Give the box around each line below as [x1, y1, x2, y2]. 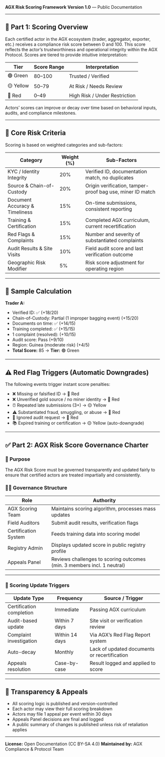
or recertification [89, 652, 129, 659]
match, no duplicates [85, 174, 134, 181]
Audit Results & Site [7, 245, 53, 252]
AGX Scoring [7, 505, 37, 512]
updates [51, 511, 70, 518]
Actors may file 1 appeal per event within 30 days [12, 711, 112, 717]
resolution [7, 665, 31, 672]
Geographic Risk [7, 259, 46, 266]
